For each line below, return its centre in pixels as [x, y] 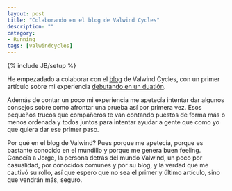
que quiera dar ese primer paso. [53, 130]
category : [22, 33]
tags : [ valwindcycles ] [40, 46]
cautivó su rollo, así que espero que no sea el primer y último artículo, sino [114, 172]
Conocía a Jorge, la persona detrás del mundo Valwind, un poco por [105, 158]
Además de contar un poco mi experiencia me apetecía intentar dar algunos [116, 100]
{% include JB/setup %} [42, 66]
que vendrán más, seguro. [45, 180]
